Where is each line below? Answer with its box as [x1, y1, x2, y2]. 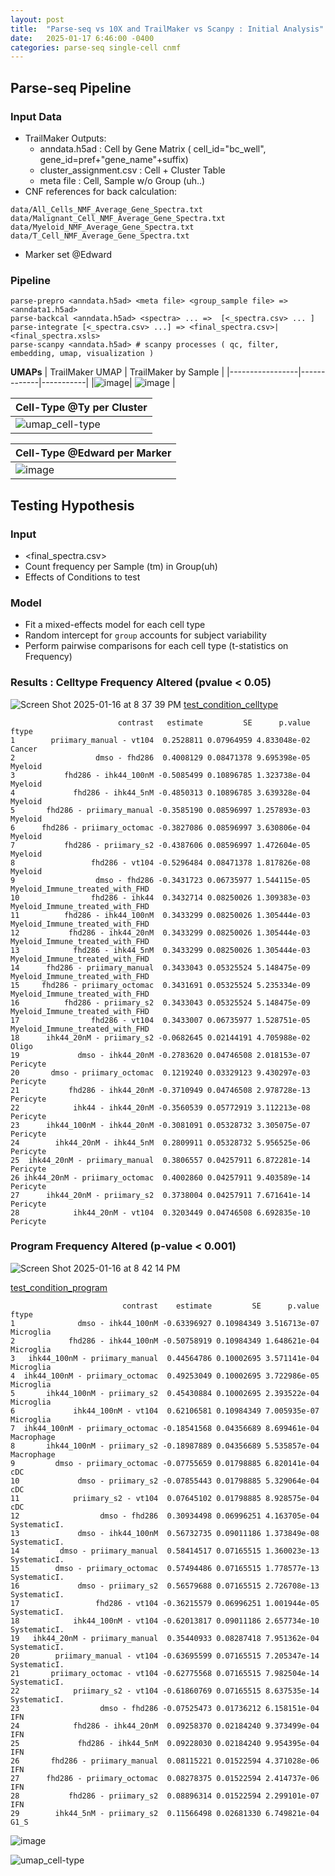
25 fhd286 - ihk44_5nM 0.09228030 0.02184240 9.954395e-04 [10, 1738, 320, 1748]
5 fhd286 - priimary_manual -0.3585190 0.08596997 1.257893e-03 [10, 805, 311, 815]
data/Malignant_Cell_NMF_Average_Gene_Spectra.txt [10, 213, 226, 223]
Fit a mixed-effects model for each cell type [24, 619, 206, 631]
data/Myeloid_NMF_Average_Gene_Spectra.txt [10, 222, 195, 232]
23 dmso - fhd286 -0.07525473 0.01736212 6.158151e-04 [10, 1703, 320, 1713]
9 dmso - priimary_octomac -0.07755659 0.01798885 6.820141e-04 [10, 1458, 320, 1468]
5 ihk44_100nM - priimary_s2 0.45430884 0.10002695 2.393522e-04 [10, 1388, 320, 1398]
